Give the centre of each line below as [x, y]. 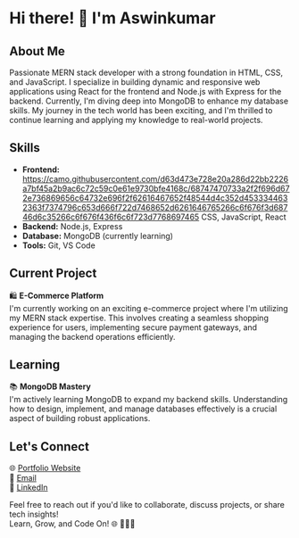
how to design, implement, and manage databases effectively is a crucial [143, 409]
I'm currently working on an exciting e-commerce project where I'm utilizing [149, 308]
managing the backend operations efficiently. [92, 336]
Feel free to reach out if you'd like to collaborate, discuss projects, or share [147, 505]
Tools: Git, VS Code [58, 245]
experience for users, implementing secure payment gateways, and [133, 327]
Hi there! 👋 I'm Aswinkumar [112, 18]
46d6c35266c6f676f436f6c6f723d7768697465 [111, 217]
